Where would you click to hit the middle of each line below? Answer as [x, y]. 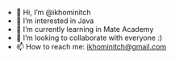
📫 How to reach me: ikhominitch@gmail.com [91, 47]
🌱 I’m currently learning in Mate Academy [85, 29]
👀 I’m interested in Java [55, 21]
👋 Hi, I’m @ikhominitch [53, 12]
